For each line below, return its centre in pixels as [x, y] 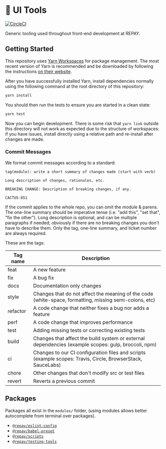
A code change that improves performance [83, 322]
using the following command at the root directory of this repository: [75, 86]
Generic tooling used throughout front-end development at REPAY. [73, 33]
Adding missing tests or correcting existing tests [89, 330]
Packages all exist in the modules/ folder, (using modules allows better [76, 410]
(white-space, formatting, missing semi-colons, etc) [94, 300]
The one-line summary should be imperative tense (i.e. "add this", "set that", [83, 212]
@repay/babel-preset [33, 431]
